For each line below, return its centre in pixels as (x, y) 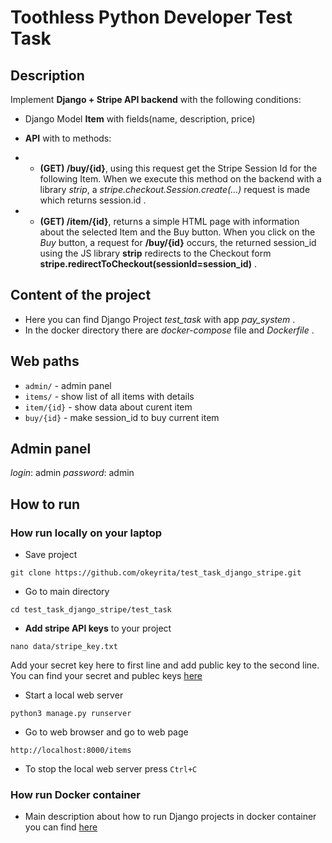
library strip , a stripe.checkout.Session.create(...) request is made (175, 189)
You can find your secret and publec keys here (106, 676)
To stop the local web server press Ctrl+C (111, 769)
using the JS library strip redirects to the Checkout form (155, 253)
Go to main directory (67, 592)
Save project (51, 555)
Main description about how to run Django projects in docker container (170, 817)
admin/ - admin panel (68, 385)
